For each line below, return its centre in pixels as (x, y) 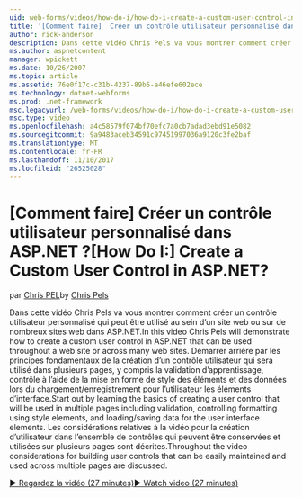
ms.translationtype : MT (54, 143)
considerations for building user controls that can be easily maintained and (148, 456)
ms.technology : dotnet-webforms (70, 93)
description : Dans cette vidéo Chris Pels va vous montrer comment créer (151, 43)
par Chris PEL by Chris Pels (59, 295)
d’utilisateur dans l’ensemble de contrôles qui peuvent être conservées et (145, 437)
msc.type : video (40, 118)
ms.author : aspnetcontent (58, 51)
